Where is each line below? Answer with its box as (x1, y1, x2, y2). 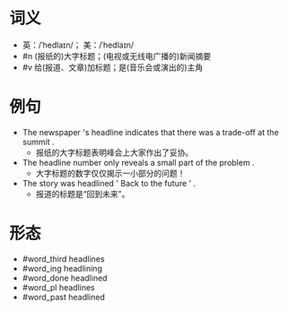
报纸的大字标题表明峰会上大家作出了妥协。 (35, 147, 194, 158)
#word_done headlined (22, 272, 108, 283)
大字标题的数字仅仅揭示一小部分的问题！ (35, 168, 186, 178)
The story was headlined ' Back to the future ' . (22, 177, 196, 188)
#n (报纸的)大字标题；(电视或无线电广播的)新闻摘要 (22, 50, 212, 61)
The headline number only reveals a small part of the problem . (22, 157, 255, 168)
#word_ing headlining (22, 263, 103, 273)
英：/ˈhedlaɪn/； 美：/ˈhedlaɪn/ (22, 39, 135, 50)
